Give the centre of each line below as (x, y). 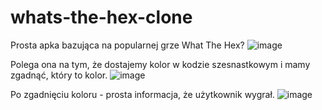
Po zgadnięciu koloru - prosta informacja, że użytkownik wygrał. (142, 94)
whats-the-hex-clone (101, 17)
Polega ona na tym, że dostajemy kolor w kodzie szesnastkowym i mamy (160, 64)
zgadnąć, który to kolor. (59, 75)
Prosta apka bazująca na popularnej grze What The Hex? (127, 45)
